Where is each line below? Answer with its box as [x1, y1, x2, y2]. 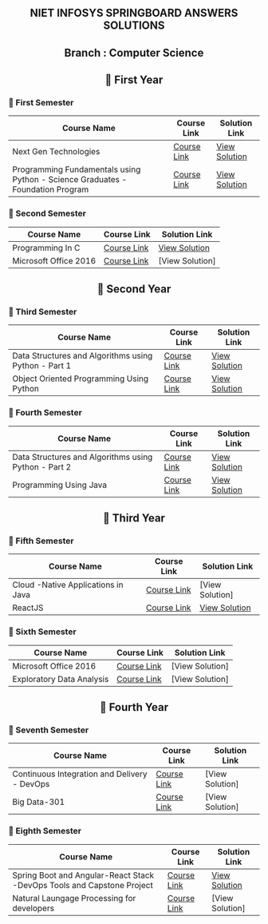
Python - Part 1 [12, 360, 72, 371]
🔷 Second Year [97, 283, 171, 296]
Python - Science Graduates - [12, 174, 128, 185]
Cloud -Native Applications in [12, 579, 124, 590]
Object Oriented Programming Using [12, 373, 149, 384]
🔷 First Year [104, 73, 164, 87]
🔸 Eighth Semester [8, 826, 82, 837]
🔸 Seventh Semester [8, 724, 89, 736]
